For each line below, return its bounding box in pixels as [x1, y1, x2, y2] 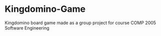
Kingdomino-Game [4, 3, 86, 15]
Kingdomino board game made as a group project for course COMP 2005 [4, 20, 156, 26]
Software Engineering [4, 25, 49, 31]
